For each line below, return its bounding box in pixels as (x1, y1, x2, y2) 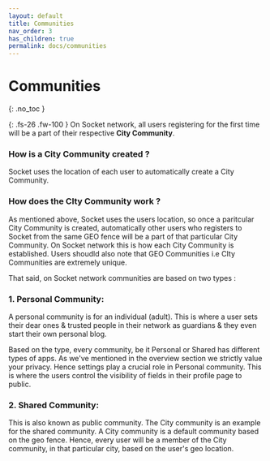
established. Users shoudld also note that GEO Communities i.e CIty (8, 248, 236, 258)
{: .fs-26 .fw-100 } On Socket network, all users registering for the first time (8, 119, 260, 130)
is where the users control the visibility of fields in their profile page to (8, 370, 242, 380)
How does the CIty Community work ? (8, 196, 161, 207)
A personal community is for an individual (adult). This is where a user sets (8, 312, 258, 321)
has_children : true (8, 34, 75, 43)
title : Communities (8, 19, 75, 28)
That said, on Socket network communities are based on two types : (8, 273, 237, 282)
